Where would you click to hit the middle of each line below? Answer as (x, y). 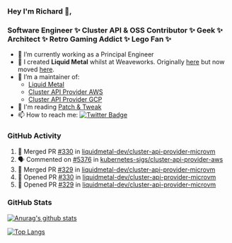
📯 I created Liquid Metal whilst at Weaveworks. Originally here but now (121, 62)
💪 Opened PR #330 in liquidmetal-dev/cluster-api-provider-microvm (117, 177)
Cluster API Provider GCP (65, 100)
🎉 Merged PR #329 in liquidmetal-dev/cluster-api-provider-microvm (116, 170)
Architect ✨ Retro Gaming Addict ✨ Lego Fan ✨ (89, 39)
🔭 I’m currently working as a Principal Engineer (86, 54)
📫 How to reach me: (48, 115)
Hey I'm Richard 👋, (40, 11)
